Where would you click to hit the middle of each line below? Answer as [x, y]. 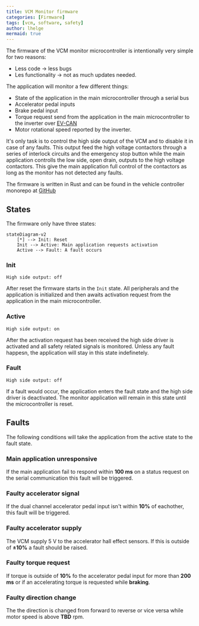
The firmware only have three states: [51, 223]
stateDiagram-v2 [26, 234]
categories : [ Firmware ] [36, 17]
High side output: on [33, 329]
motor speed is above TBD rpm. [45, 617]
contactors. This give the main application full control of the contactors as [97, 167]
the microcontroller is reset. [40, 404]
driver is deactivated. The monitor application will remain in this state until [96, 397]
